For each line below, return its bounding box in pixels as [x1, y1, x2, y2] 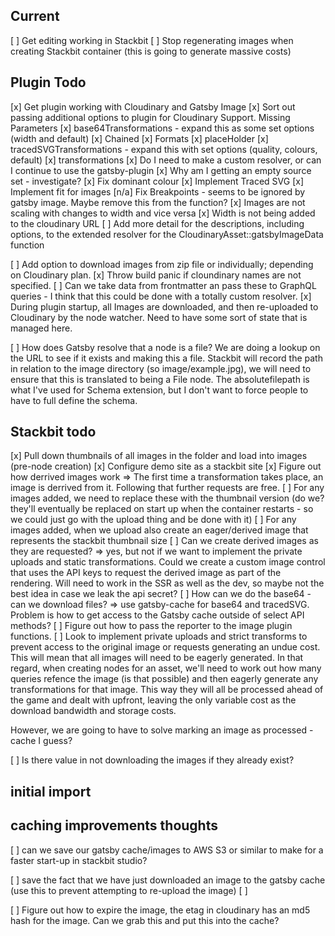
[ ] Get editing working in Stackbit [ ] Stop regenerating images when [10, 34, 294, 46]
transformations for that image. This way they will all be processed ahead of [10, 684, 324, 696]
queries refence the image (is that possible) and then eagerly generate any [10, 673, 319, 685]
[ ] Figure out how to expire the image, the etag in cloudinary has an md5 [10, 904, 311, 916]
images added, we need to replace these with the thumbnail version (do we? [10, 492, 325, 504]
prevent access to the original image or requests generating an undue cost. [10, 641, 321, 653]
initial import [10, 783, 92, 800]
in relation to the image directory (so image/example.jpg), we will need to [10, 362, 312, 374]
